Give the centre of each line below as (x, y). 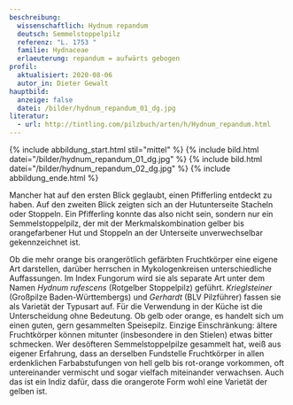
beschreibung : (35, 17)
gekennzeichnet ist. (45, 242)
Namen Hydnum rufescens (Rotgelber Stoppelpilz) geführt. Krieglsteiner (141, 288)
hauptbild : (29, 91)
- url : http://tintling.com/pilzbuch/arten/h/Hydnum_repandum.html (144, 125)
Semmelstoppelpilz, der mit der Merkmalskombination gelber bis (127, 223)
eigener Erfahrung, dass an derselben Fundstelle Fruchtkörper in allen (137, 354)
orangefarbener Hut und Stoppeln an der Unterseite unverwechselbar (136, 233)
